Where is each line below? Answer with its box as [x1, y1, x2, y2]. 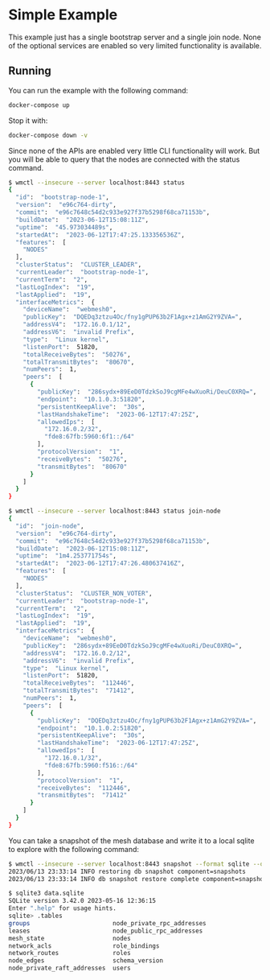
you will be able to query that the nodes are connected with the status [8, 154, 240, 164]
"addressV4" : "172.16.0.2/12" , [22, 649, 131, 657]
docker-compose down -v [8, 131, 88, 139]
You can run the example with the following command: [8, 85, 189, 95]
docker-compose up [8, 101, 70, 109]
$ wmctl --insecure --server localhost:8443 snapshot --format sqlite [8, 859, 250, 868]
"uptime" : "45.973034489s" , [15, 223, 113, 231]
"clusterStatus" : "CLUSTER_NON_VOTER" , [15, 589, 153, 597]
